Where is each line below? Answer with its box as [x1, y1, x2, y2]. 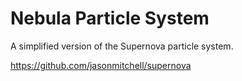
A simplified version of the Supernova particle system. [10, 40, 234, 52]
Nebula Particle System [10, 7, 210, 30]
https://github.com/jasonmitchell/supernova [10, 59, 192, 71]
